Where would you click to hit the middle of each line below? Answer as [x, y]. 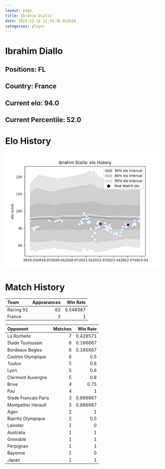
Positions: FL [25, 69]
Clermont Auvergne [27, 377]
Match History [35, 287]
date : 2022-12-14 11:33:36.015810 [41, 21]
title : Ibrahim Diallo [28, 16]
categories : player [25, 26]
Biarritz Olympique [26, 419]
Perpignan [18, 446]
